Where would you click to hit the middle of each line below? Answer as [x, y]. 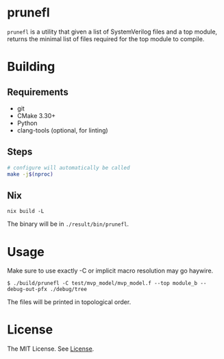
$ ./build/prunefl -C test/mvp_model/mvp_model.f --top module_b [102, 283]
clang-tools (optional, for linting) [62, 130]
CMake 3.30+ [36, 115]
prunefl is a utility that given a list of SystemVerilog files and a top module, [112, 32]
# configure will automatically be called [69, 167]
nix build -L [26, 211]
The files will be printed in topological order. [69, 302]
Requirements [38, 92]
